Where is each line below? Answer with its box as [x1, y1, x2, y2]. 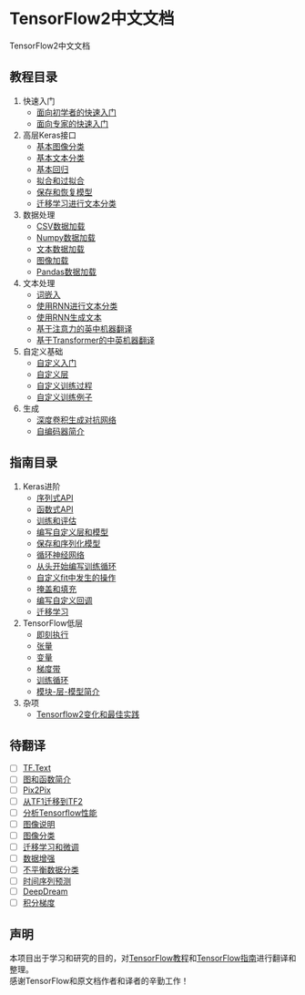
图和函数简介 [22, 774, 71, 785]
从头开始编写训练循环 [36, 560, 117, 571]
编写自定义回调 [36, 594, 93, 606]
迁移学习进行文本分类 [36, 198, 117, 209]
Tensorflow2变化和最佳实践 [36, 708, 139, 720]
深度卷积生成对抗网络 [36, 414, 117, 425]
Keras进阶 [22, 480, 61, 492]
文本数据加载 [36, 243, 85, 254]
